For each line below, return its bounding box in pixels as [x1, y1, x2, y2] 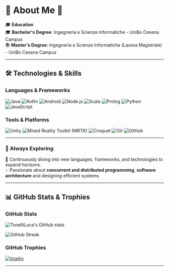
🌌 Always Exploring [5, 145, 54, 152]
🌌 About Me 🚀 [5, 5, 63, 16]
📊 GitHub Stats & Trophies [5, 192, 91, 201]
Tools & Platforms [5, 116, 49, 123]
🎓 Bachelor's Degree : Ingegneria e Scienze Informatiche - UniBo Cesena [5, 29, 159, 35]
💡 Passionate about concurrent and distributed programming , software [5, 167, 156, 173]
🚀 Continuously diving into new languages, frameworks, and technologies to [5, 156, 163, 163]
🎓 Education [5, 21, 34, 27]
